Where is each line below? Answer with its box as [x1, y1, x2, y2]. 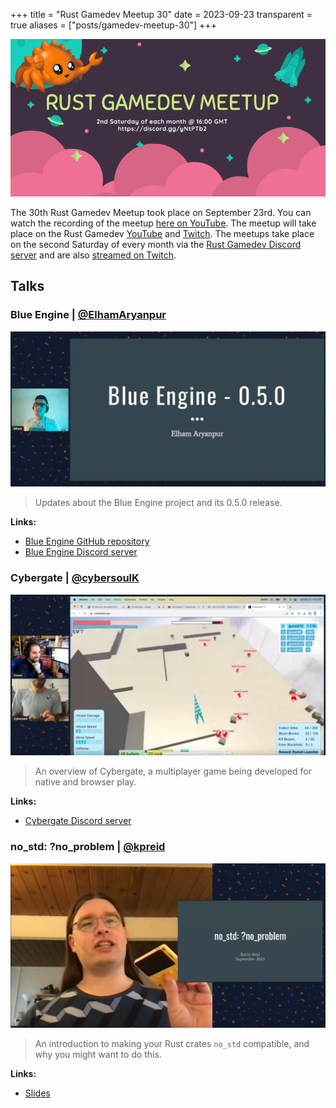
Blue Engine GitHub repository [24, 535, 150, 548]
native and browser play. [34, 776, 137, 788]
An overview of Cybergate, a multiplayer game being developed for [34, 765, 312, 778]
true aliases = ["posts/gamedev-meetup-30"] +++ [10, 19, 217, 31]
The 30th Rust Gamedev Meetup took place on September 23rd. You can [10, 207, 312, 218]
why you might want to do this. [34, 1049, 162, 1061]
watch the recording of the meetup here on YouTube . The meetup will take [10, 217, 317, 229]
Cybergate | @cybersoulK [10, 571, 140, 585]
